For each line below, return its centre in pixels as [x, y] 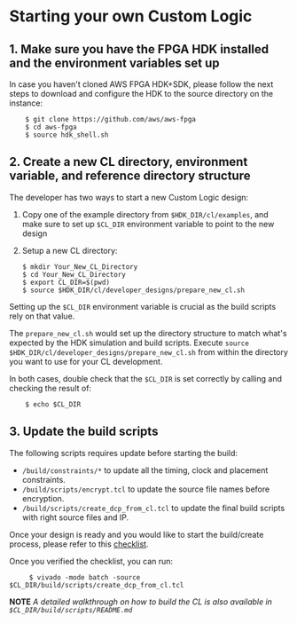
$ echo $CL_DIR [53, 404]
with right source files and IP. [75, 517]
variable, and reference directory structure [130, 176]
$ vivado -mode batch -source [85, 577]
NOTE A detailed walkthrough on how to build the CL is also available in [141, 602]
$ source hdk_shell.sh [67, 135]
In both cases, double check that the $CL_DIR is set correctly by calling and [145, 378]
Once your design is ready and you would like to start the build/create [137, 534]
